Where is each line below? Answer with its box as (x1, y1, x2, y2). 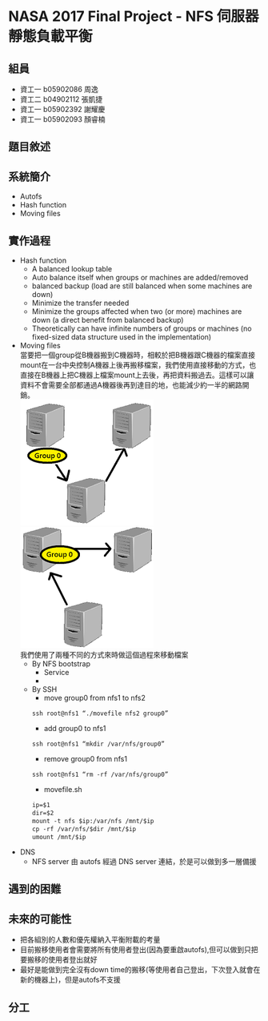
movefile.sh (43, 785, 82, 794)
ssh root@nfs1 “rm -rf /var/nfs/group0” (31, 770, 169, 779)
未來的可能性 (8, 912, 72, 926)
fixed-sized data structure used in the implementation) (31, 332, 212, 342)
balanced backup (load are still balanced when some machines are (31, 281, 253, 291)
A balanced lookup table (31, 264, 113, 274)
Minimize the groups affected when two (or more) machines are (31, 307, 242, 316)
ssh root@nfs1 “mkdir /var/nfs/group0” (31, 740, 166, 749)
